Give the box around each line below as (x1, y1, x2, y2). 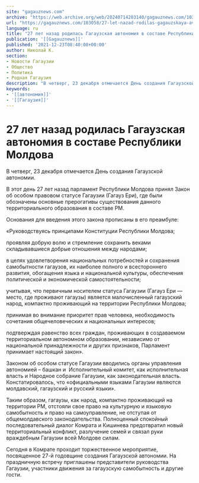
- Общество (6, 64, 33, 70)
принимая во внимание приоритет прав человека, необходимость (6, 311, 175, 318)
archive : (6, 14, 28, 20)
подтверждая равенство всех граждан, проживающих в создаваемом (6, 329, 185, 336)
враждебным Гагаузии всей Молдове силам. (6, 434, 120, 441)
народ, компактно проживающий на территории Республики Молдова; (6, 299, 187, 307)
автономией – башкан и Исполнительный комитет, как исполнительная (6, 366, 188, 373)
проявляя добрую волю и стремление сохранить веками (6, 239, 151, 246)
